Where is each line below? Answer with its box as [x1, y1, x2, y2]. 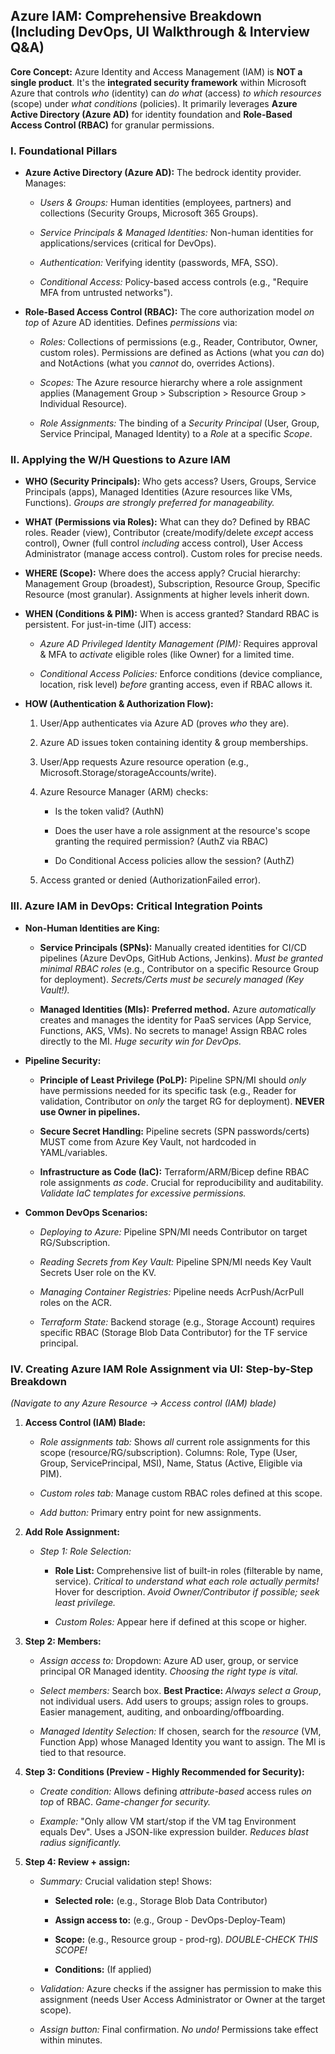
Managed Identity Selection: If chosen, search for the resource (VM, [39, 1725, 322, 1737]
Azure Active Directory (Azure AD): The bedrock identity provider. [24, 167, 302, 179]
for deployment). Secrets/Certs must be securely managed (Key [39, 973, 305, 985]
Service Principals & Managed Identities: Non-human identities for [39, 227, 314, 239]
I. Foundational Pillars [10, 144, 118, 158]
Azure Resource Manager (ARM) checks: [39, 786, 209, 798]
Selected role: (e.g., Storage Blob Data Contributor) [54, 1895, 268, 1906]
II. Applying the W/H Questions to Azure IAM [10, 453, 231, 467]
